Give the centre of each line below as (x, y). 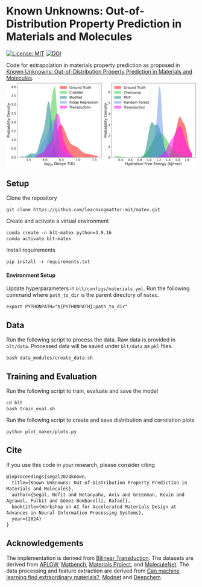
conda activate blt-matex (39, 239)
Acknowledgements (45, 543)
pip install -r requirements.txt (48, 262)
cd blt (14, 402)
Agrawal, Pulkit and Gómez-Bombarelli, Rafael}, (68, 501)
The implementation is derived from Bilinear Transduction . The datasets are (100, 558)
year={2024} (27, 519)
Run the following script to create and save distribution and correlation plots (100, 420)
